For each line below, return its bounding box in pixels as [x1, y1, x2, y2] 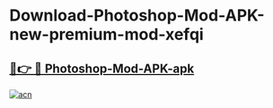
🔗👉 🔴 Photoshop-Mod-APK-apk [9, 61, 195, 76]
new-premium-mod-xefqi [9, 24, 204, 45]
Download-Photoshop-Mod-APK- [9, 5, 265, 26]
